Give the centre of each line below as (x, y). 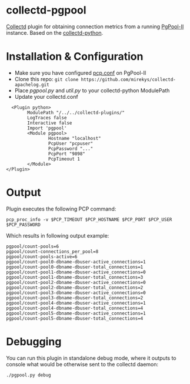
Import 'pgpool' (47, 128)
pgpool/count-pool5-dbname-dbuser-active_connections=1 (76, 313)
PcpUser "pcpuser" (71, 143)
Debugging (34, 342)
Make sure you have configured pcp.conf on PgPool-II (80, 73)
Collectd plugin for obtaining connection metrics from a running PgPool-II (95, 26)
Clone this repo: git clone (46, 79)
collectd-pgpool (46, 10)
